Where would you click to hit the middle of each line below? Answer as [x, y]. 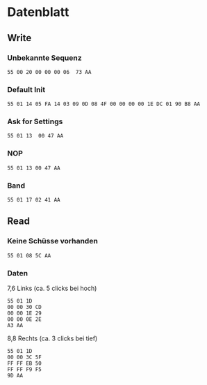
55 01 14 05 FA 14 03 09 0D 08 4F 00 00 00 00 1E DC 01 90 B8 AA [104, 104]
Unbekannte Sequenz [44, 58]
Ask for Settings [35, 121]
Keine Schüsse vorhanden [53, 241]
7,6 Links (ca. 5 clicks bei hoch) [52, 288]
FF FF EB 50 [24, 363]
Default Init [26, 89]
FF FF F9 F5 [24, 370]
